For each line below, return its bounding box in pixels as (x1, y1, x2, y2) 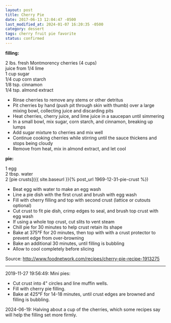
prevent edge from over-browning (12, 235, 84, 241)
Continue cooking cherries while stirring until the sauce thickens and (12, 135, 157, 141)
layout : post (5, 7, 33, 13)
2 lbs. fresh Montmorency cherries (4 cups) (5, 60, 97, 66)
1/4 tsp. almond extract (5, 87, 53, 93)
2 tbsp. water (5, 170, 33, 177)
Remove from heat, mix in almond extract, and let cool (12, 145, 126, 152)
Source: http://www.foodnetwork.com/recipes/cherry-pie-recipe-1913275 (5, 256, 160, 262)
